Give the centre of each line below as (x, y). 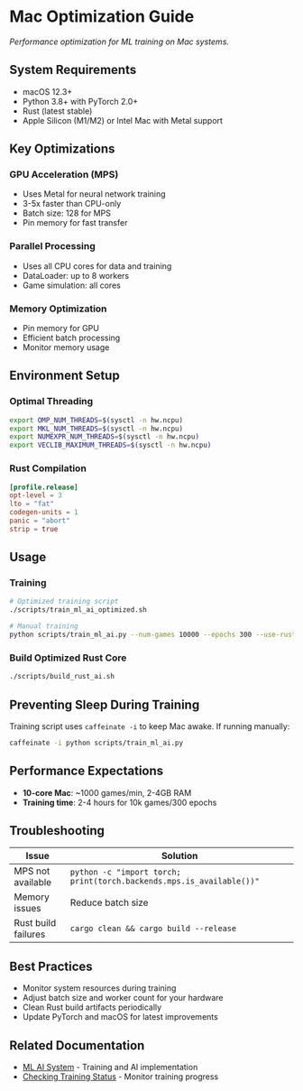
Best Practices (51, 966)
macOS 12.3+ (47, 91)
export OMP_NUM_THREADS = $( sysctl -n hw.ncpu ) (96, 420)
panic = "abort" (40, 521)
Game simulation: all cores (72, 285)
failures (30, 934)
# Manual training (44, 626)
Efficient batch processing (71, 338)
